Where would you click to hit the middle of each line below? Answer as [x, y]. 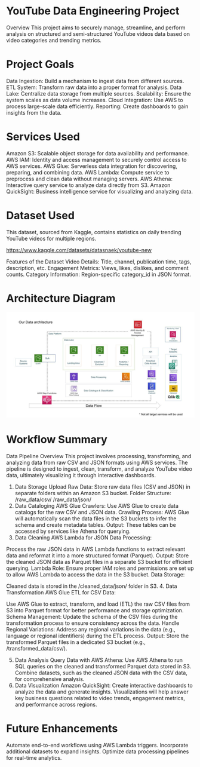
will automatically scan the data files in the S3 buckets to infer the [96, 519]
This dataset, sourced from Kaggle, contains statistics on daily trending [94, 232]
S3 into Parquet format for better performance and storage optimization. [95, 610]
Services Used [43, 137]
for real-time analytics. [34, 758]
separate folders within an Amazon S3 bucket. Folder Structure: [93, 493]
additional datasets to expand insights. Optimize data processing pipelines [98, 751]
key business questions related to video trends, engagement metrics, [100, 698]
